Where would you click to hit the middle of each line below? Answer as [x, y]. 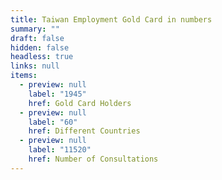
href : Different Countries [84, 131]
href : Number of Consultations [93, 159]
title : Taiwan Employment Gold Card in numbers [111, 19]
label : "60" [53, 122]
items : [24, 76]
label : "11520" [60, 150]
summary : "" [35, 29]
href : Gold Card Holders [80, 103]
